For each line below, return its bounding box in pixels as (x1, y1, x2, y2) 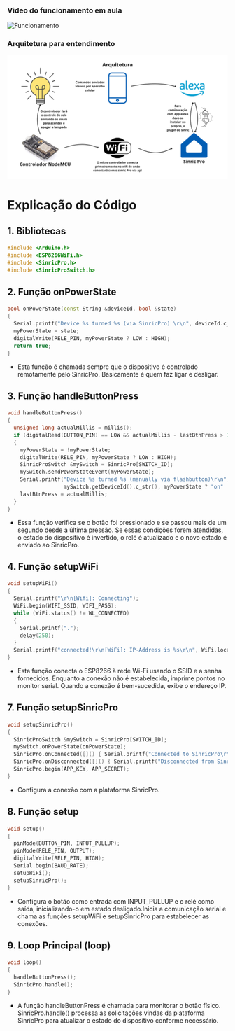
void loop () (7, 959, 42, 966)
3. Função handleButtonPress (7, 390, 139, 402)
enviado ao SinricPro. (17, 540, 80, 549)
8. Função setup (7, 806, 79, 818)
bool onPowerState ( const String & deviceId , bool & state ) (7, 305, 177, 313)
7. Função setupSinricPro (7, 702, 119, 714)
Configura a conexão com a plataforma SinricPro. (17, 785, 160, 794)
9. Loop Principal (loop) (7, 939, 111, 951)
